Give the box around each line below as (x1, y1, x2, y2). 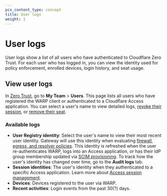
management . (12, 175, 41, 181)
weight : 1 (5, 16, 26, 21)
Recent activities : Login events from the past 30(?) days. (12, 186, 131, 192)
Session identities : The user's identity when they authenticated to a (12, 164, 153, 170)
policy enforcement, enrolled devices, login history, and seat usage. (5, 65, 145, 71)
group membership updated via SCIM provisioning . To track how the (12, 154, 153, 160)
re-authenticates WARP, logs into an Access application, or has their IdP (12, 148, 161, 155)
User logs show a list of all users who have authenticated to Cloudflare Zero (5, 54, 161, 60)
